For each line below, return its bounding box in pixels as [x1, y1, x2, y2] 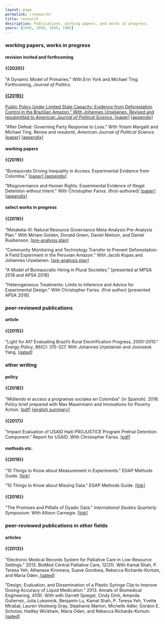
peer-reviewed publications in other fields [5, 522, 108, 529]
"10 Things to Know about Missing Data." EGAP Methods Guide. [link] [5, 482, 146, 488]
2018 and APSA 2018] [5, 272, 49, 278]
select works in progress [5, 204, 57, 210]
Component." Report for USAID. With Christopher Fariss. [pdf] [5, 434, 131, 440]
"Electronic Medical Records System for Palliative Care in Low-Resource [5, 557, 152, 562]
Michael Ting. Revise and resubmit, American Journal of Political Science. [5, 129, 155, 135]
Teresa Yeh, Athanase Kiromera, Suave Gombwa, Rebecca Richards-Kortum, [5, 567, 161, 573]
